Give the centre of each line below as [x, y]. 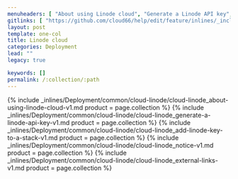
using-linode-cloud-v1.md [45, 107]
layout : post [27, 27]
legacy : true [27, 60]
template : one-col [34, 34]
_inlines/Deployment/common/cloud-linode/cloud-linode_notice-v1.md [110, 145]
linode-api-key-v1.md [39, 122]
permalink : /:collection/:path [53, 80]
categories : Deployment [42, 47]
